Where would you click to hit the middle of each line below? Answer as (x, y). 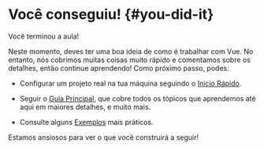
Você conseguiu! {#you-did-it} (111, 15)
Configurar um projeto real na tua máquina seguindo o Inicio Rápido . (130, 83)
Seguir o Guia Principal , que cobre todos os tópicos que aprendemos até (138, 98)
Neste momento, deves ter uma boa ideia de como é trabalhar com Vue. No (131, 51)
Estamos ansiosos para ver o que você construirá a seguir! (104, 137)
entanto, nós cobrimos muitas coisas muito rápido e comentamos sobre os (129, 60)
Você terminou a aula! (44, 36)
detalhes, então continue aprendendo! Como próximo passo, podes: (119, 68)
